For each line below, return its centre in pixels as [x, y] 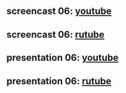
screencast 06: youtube [59, 11]
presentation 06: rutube [59, 81]
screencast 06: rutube [55, 35]
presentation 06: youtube [62, 58]
